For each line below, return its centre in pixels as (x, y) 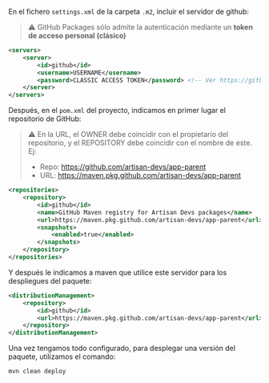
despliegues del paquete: (50, 280)
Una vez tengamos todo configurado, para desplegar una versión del (122, 349)
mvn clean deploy (37, 372)
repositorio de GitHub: (45, 119)
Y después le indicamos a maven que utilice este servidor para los (118, 272)
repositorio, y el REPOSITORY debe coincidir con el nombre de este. (140, 143)
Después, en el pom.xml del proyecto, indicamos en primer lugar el (117, 111)
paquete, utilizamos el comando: (62, 357)
